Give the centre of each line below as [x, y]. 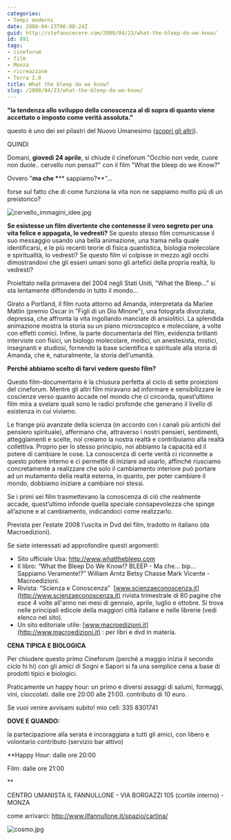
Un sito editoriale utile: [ [51, 625]
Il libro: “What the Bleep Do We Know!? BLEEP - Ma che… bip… [107, 566]
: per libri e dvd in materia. [140, 632]
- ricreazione [28, 71]
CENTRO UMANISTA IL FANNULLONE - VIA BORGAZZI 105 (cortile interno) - [115, 795]
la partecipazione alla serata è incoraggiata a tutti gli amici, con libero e [108, 734]
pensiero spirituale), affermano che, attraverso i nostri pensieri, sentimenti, [113, 432]
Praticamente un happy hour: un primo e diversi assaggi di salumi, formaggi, [115, 687]
